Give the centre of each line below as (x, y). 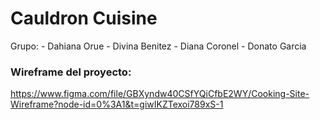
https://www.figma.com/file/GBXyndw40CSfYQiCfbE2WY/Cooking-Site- (160, 94)
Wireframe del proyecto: (71, 72)
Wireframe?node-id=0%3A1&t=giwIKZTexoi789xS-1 (117, 104)
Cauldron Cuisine (84, 18)
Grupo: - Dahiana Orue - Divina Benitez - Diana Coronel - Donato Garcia (158, 46)
